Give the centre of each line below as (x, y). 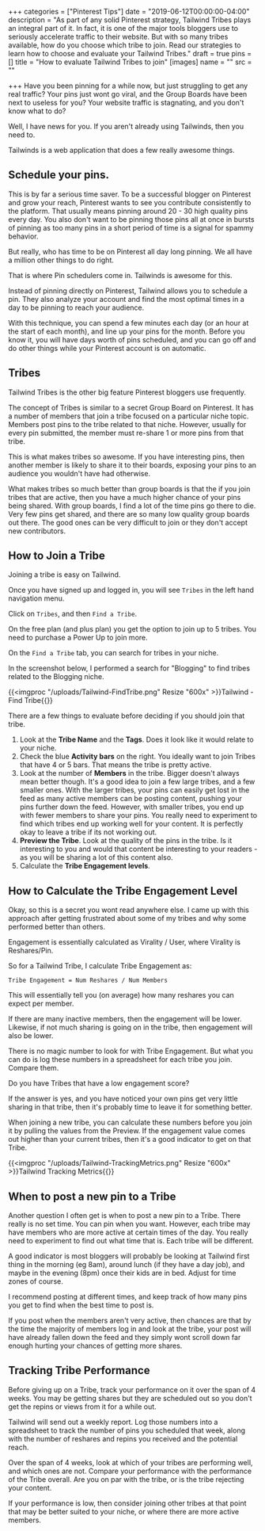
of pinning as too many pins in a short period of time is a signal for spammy (131, 227)
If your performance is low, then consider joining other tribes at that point (127, 1503)
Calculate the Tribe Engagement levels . (85, 866)
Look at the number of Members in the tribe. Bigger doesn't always (129, 773)
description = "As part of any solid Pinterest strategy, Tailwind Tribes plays (130, 20)
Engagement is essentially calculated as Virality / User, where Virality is (125, 942)
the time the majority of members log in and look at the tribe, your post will (130, 1329)
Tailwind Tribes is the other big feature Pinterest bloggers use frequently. (127, 392)
